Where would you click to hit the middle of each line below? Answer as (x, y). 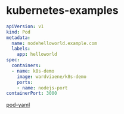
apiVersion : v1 (25, 26)
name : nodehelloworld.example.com (54, 43)
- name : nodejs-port (42, 88)
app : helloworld (37, 55)
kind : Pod (18, 32)
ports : (25, 82)
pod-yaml (18, 105)
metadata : (18, 37)
